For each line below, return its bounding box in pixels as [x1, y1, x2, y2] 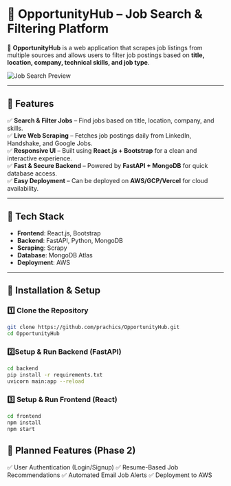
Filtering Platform [7, 21, 109, 36]
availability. [7, 184, 39, 192]
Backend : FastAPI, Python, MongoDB [16, 236, 124, 244]
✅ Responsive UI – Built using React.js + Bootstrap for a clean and [7, 146, 197, 154]
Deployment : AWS [16, 258, 71, 266]
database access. [7, 169, 57, 178]
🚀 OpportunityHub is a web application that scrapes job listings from [7, 43, 203, 52]
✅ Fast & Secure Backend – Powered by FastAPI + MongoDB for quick [7, 161, 208, 169]
